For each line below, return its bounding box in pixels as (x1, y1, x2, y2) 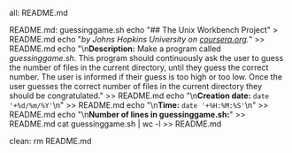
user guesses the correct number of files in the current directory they (9, 81, 263, 91)
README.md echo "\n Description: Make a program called (9, 43, 221, 54)
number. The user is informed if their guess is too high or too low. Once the (9, 72, 283, 82)
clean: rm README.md (9, 136, 92, 146)
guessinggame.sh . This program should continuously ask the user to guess (9, 53, 284, 63)
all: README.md (9, 8, 68, 18)
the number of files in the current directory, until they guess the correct (9, 62, 269, 73)
